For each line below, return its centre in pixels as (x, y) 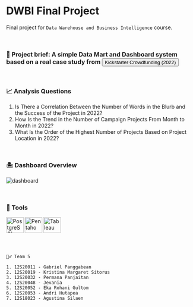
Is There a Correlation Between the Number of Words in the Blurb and (100, 106)
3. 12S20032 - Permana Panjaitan (48, 278)
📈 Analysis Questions (39, 92)
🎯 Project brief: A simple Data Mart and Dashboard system (92, 54)
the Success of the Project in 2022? (58, 113)
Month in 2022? (34, 126)
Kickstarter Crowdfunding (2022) (140, 62)
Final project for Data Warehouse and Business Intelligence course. (89, 27)
